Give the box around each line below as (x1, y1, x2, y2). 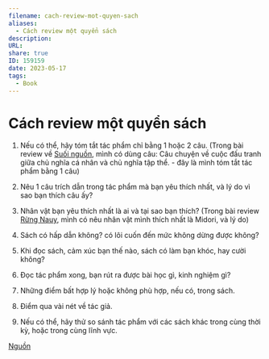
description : (8, 34, 52, 43)
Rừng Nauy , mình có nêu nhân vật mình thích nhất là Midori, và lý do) (19, 215, 250, 224)
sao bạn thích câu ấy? (19, 190, 93, 200)
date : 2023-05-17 (8, 65, 67, 73)
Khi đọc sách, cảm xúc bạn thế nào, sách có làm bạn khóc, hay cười (19, 246, 246, 256)
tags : (8, 72, 27, 80)
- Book (15, 79, 38, 87)
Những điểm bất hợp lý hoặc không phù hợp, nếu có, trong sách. (19, 286, 235, 295)
